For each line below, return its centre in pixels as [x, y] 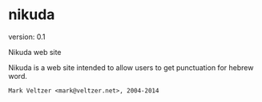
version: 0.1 [27, 37]
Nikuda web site [35, 52]
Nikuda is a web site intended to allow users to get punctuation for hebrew [131, 67]
